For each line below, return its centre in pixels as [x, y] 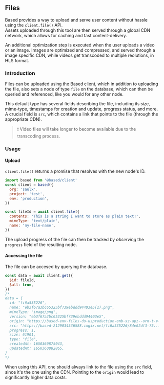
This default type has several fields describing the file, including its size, [78, 104]
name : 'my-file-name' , [32, 226]
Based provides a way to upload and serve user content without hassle [76, 20]
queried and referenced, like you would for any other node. [64, 94]
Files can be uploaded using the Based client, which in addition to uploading [82, 84]
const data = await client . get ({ [39, 276]
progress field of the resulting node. [41, 245]
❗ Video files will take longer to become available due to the [76, 129]
